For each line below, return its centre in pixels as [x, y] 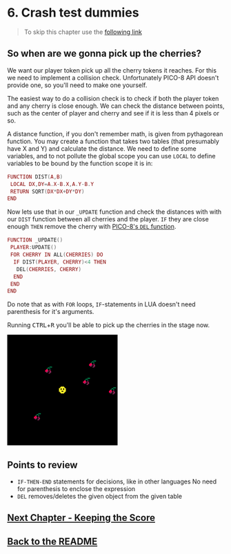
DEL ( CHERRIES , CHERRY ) [49, 269]
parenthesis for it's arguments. [51, 312]
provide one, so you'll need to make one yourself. [77, 85]
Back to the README [52, 541]
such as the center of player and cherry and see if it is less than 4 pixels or [113, 113]
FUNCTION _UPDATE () [35, 240]
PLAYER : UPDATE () [33, 248]
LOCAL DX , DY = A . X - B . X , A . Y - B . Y [52, 184]
